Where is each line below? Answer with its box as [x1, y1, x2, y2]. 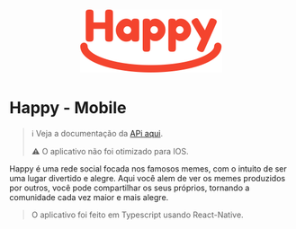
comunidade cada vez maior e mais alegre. [9, 192, 169, 203]
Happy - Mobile [9, 98, 127, 119]
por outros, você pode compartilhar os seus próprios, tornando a [9, 182, 250, 193]
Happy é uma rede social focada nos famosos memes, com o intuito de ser [9, 163, 288, 174]
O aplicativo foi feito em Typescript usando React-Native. [31, 209, 245, 220]
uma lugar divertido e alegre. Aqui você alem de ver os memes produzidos [9, 173, 286, 184]
